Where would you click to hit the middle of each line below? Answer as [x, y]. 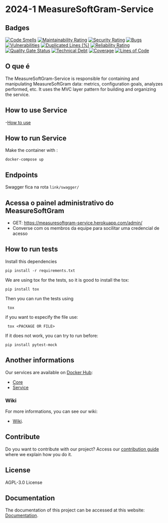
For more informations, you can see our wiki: [52, 411]
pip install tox [22, 289]
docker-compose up [24, 159]
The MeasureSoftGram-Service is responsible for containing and [72, 78]
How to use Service [36, 110]
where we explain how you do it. [39, 454]
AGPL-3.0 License [24, 482]
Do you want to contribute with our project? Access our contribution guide [82, 449]
